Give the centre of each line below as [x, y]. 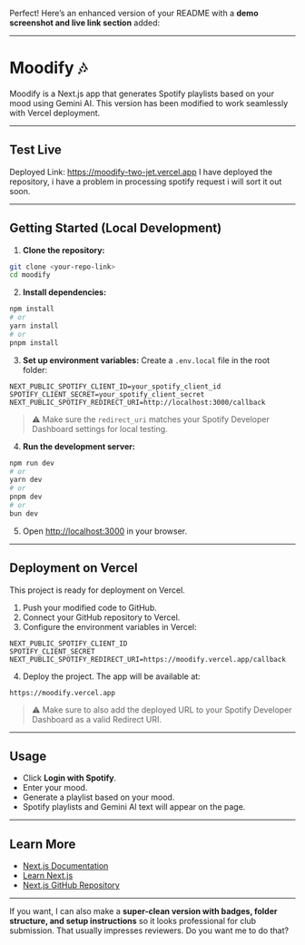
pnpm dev [26, 497]
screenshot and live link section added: [85, 23]
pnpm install [34, 343]
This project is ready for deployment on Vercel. [98, 590]
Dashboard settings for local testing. [99, 428]
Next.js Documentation [65, 866]
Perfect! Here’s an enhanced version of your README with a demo [134, 13]
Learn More [43, 844]
